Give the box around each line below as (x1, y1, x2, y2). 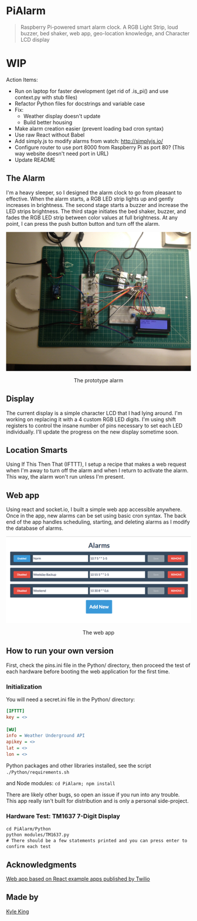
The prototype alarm (73, 376, 124, 383)
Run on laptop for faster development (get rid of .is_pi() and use (14, 87, 169, 95)
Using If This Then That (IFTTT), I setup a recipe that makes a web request (6, 460, 186, 468)
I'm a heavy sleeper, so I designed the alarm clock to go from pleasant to (6, 189, 182, 196)
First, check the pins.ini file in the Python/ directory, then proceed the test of (6, 662, 191, 669)
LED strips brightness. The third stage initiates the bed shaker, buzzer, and (6, 208, 186, 215)
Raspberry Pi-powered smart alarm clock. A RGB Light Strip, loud (20, 24, 178, 31)
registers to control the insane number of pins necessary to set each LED (6, 422, 183, 429)
